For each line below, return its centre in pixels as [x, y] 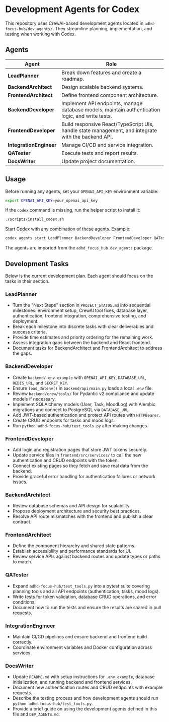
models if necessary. [34, 399]
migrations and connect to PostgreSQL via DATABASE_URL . [71, 410]
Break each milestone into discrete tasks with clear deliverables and [83, 326]
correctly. [22, 642]
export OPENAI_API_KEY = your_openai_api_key [52, 201]
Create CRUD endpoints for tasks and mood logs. [64, 420]
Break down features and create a [102, 73]
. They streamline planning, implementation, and [102, 28]
